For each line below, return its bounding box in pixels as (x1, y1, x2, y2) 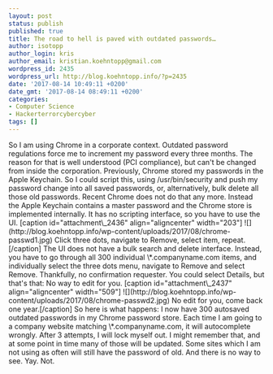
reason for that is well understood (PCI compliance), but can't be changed (8, 157, 257, 167)
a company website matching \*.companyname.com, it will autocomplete (8, 321, 251, 331)
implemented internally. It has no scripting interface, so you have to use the (8, 209, 261, 219)
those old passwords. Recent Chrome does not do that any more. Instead (8, 192, 253, 202)
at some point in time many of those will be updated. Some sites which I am (8, 338, 262, 348)
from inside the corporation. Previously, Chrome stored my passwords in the (8, 166, 264, 176)
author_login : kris (8, 50, 75, 58)
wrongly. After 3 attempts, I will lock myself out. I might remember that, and (8, 330, 261, 340)
